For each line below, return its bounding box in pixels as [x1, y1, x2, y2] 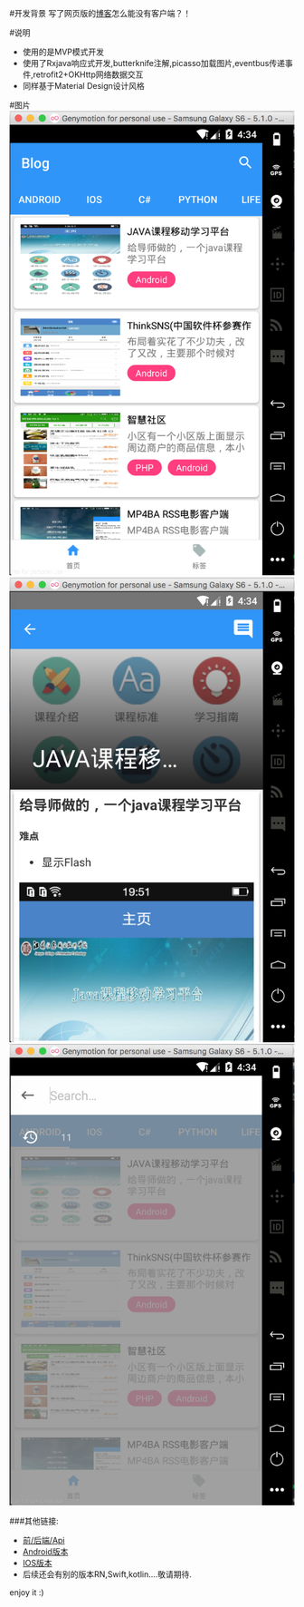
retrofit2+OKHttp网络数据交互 [33, 69, 144, 80]
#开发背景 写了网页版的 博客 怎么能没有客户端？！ [9, 8, 192, 18]
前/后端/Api [22, 1535, 65, 1546]
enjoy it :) [9, 1587, 44, 1598]
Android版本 [22, 1546, 69, 1557]
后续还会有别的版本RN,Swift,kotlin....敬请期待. [22, 1569, 193, 1580]
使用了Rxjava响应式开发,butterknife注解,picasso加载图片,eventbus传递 [22, 58, 285, 68]
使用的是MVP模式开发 [22, 46, 105, 57]
